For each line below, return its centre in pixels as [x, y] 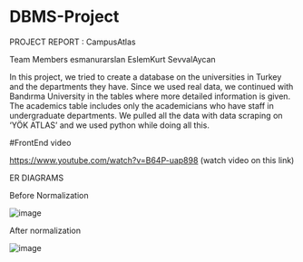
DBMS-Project [64, 17]
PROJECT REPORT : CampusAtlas [73, 42]
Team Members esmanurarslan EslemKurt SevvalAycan [112, 59]
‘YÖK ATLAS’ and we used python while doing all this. [110, 125]
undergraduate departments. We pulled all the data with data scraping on [146, 115]
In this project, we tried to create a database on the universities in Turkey [146, 77]
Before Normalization [49, 195]
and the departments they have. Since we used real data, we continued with [151, 86]
